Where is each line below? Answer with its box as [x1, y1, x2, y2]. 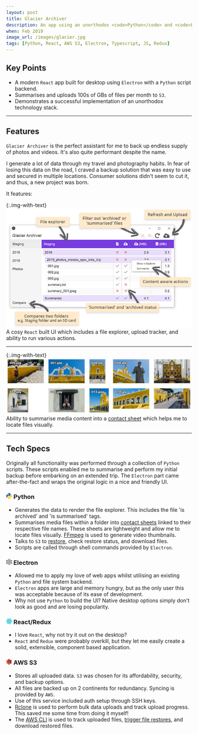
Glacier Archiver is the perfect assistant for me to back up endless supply [6, 142, 188, 149]
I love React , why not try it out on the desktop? [14, 631, 127, 638]
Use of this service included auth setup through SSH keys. [14, 697, 157, 704]
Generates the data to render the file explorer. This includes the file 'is [14, 506, 184, 513]
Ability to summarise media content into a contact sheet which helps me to [6, 414, 187, 422]
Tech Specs [6, 444, 50, 454]
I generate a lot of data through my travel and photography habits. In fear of [6, 160, 190, 167]
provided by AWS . [14, 690, 55, 698]
